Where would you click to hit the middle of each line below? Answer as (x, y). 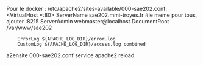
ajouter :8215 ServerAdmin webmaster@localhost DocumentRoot (88, 21)
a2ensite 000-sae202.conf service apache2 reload (70, 55)
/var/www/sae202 (29, 28)
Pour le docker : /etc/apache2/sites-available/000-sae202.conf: (87, 9)
